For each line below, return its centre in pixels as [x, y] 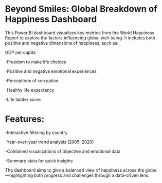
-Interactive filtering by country [36, 133]
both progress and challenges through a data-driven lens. [92, 175]
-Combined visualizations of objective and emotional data [63, 151]
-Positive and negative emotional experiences [51, 71]
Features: [25, 119]
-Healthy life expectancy [30, 90]
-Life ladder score [23, 99]
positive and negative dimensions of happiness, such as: [62, 43]
